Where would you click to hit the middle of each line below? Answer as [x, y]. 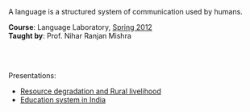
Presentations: [32, 75]
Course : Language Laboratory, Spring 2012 [81, 27]
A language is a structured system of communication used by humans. [126, 12]
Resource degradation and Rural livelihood [90, 91]
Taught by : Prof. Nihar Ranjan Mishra [70, 36]
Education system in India [63, 100]
